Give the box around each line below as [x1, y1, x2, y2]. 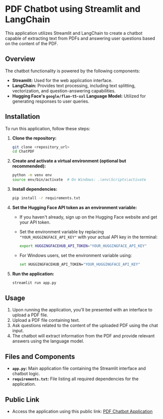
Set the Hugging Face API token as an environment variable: [12, 204, 137, 210]
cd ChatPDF [12, 149, 35, 154]
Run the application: [12, 271, 55, 277]
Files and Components [5, 352, 75, 361]
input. [12, 328, 24, 334]
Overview [5, 55, 36, 63]
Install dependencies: [12, 186, 58, 192]
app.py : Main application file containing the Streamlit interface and [12, 365, 146, 371]
